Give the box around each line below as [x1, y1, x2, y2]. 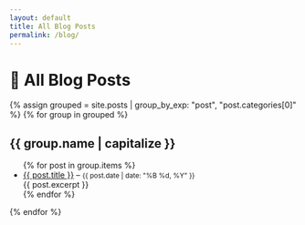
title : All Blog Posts [9, 22, 96, 31]
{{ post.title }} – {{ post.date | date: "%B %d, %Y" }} [22, 169, 195, 180]
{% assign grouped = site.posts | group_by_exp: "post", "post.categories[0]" [9, 99, 297, 110]
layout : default [9, 13, 71, 23]
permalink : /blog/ [9, 30, 79, 39]
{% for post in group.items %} [22, 160, 136, 171]
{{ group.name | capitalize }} [9, 136, 176, 151]
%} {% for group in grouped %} [9, 109, 129, 120]
